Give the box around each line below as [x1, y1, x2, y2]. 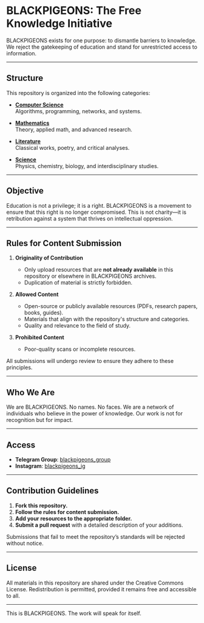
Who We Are [6, 387, 55, 398]
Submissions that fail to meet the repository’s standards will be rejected [6, 533, 185, 540]
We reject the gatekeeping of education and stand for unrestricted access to [6, 43, 197, 51]
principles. [6, 364, 33, 371]
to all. [6, 592, 20, 599]
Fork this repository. [15, 502, 68, 509]
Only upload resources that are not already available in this [24, 266, 174, 273]
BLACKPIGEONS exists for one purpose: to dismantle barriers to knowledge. [6, 37, 197, 44]
